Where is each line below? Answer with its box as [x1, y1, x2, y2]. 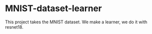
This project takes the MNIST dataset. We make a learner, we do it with [5, 19, 148, 25]
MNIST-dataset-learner [5, 3, 102, 14]
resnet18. [5, 24, 23, 30]
